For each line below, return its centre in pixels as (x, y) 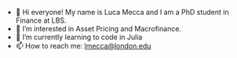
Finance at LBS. (41, 20)
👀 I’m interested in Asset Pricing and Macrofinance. (98, 29)
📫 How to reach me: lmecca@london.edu (83, 46)
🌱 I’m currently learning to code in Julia (79, 37)
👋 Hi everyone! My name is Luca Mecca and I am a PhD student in (122, 12)
